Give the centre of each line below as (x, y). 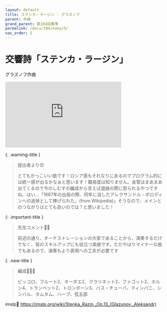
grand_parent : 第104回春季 (32, 24)
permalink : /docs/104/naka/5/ (37, 29)
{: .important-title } (24, 217)
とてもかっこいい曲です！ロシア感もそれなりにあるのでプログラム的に (90, 176)
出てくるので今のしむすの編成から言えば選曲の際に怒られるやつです (88, 188)
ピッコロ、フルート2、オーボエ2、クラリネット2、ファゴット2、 (84, 281)
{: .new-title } (19, 260)
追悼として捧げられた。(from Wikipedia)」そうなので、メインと (96, 201)
